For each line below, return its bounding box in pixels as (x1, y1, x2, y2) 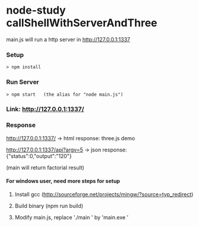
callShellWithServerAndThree (6, 16, 157, 30)
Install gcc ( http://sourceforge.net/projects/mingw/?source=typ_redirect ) (14, 191, 194, 198)
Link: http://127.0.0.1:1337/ (6, 105, 84, 113)
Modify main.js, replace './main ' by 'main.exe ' (14, 213, 129, 220)
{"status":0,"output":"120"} (6, 152, 72, 159)
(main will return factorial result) (6, 164, 84, 171)
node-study (6, 4, 67, 17)
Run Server (6, 78, 40, 86)
